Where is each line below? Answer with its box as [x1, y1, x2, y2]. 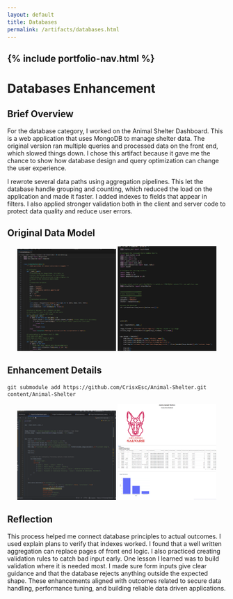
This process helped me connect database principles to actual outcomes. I [7, 532, 221, 540]
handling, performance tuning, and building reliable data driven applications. [7, 584, 226, 592]
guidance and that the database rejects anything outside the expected [7, 569, 209, 577]
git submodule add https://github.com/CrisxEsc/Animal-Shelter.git [7, 384, 207, 391]
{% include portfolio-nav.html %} [7, 52, 155, 64]
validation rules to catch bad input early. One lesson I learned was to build [7, 554, 220, 563]
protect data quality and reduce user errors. [7, 206, 133, 215]
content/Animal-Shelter [7, 391, 77, 397]
